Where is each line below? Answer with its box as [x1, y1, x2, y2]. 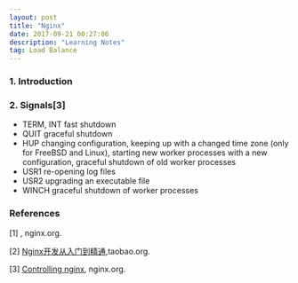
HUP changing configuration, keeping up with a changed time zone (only [21, 138, 289, 149]
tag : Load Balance [9, 46, 77, 55]
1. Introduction [9, 75, 73, 88]
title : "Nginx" [9, 21, 66, 30]
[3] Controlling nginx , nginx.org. [9, 263, 126, 274]
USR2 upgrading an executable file [21, 176, 150, 186]
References [9, 208, 60, 220]
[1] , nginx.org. [9, 227, 62, 238]
